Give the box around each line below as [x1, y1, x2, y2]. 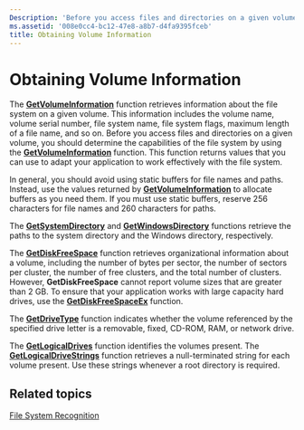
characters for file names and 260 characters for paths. [9, 203, 217, 214]
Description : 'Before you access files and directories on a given [9, 13, 270, 23]
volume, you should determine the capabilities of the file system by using [9, 138, 282, 148]
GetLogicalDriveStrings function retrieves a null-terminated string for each [9, 350, 290, 361]
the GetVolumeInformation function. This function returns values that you [9, 147, 287, 158]
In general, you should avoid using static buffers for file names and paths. [9, 174, 284, 186]
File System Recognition [9, 410, 100, 421]
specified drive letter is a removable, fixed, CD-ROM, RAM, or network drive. [9, 323, 295, 334]
